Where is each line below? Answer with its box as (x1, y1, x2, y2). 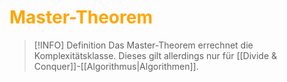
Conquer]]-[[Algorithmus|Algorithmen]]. (33, 60, 199, 72)
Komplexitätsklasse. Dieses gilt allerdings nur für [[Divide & (33, 49, 278, 61)
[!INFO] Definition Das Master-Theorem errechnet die (33, 39, 254, 51)
